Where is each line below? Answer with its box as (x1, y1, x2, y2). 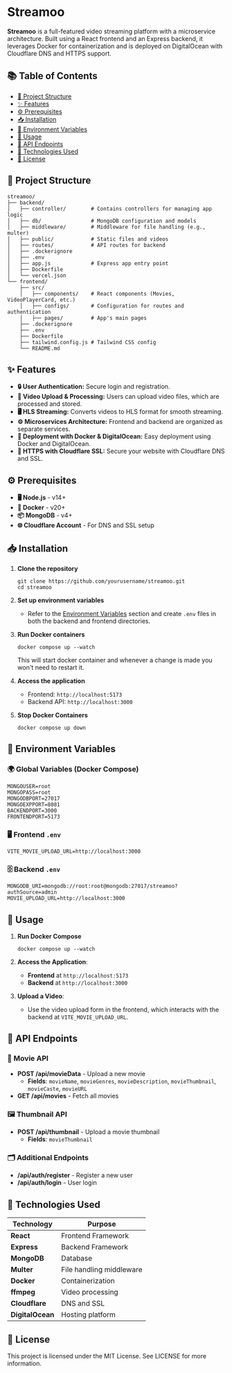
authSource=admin (7, 889, 57, 896)
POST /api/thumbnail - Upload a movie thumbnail (17, 1128, 160, 1136)
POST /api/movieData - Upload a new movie (17, 1069, 145, 1077)
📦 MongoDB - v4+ (17, 511, 73, 520)
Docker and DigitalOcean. (17, 440, 91, 448)
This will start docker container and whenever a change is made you (17, 656, 213, 664)
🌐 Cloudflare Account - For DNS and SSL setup (17, 521, 154, 529)
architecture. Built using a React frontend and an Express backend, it (7, 34, 203, 42)
